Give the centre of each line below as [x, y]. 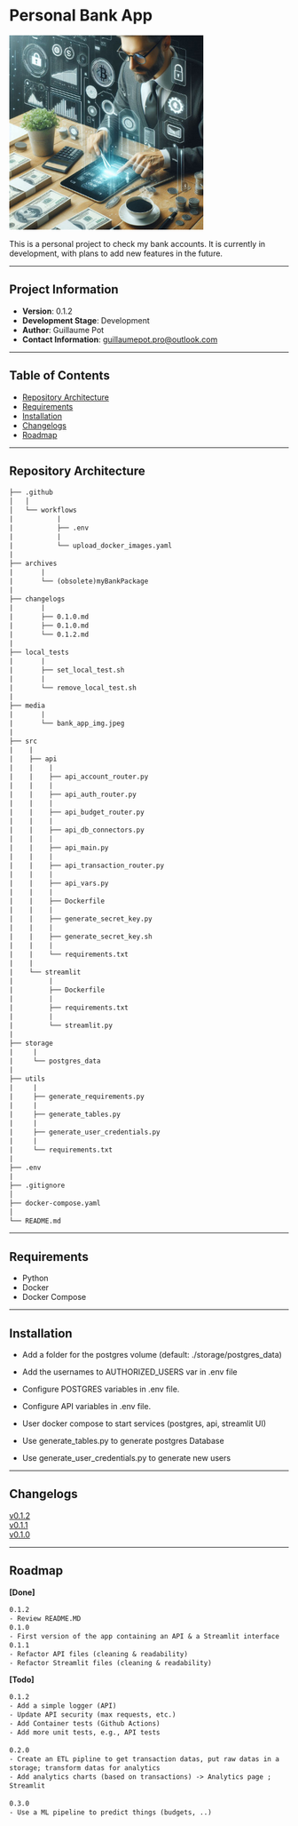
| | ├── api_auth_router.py [73, 795]
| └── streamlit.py [61, 1026]
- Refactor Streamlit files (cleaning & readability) [111, 1663]
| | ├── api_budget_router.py [77, 813]
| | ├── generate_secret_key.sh [81, 937]
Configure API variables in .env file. [86, 1406]
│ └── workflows [43, 510]
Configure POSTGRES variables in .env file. [101, 1389]
